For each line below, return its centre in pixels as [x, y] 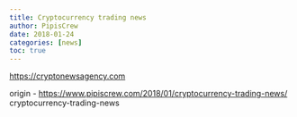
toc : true [28, 51]
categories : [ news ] [46, 42]
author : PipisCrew [44, 26]
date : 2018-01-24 [42, 34]
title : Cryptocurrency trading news [78, 17]
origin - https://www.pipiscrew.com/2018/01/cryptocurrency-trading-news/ [148, 94]
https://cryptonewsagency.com [67, 76]
